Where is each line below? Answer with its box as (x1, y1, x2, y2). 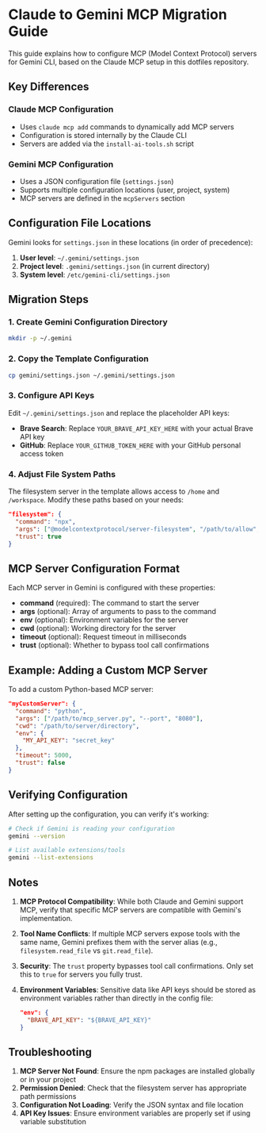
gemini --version (8, 832, 66, 840)
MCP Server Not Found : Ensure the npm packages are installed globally (19, 1066, 256, 1076)
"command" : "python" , (15, 707, 87, 715)
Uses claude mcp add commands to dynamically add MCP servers (19, 121, 235, 132)
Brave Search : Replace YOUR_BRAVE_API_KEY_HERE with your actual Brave (19, 423, 253, 433)
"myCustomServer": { (8, 700, 77, 708)
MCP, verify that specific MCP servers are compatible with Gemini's (19, 904, 241, 914)
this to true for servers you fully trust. (19, 970, 142, 979)
